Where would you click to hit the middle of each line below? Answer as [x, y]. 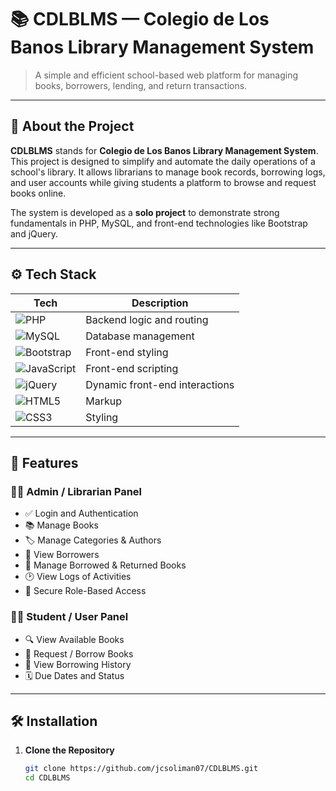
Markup [104, 401]
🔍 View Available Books [74, 639]
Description [160, 303]
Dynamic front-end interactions [160, 384]
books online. [38, 193]
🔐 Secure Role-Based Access [85, 591]
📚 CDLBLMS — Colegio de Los [140, 19]
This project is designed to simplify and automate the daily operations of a [163, 161]
